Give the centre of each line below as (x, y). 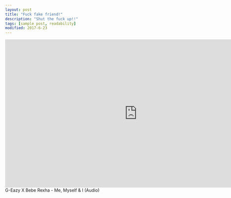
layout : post (19, 10)
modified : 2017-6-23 (26, 28)
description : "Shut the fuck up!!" (42, 19)
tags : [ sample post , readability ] (41, 23)
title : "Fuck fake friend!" (34, 14)
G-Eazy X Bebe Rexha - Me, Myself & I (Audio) (52, 190)
